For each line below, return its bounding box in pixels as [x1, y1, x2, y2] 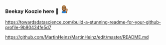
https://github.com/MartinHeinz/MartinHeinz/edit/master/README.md [5, 34, 149, 40]
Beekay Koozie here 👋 [5, 7, 59, 14]
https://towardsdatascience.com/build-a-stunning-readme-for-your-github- [5, 19, 161, 25]
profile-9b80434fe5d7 [5, 24, 51, 30]
